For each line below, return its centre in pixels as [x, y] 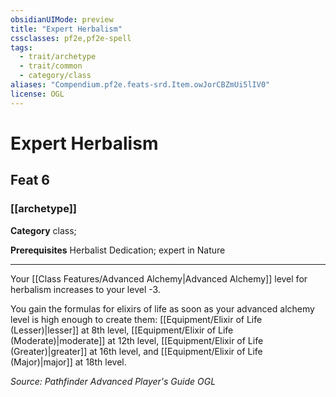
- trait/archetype [58, 57]
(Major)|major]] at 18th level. [68, 362]
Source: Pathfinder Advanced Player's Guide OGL [113, 381]
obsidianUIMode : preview [62, 19]
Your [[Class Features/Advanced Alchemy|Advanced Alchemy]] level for [159, 278]
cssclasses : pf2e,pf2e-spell [71, 38]
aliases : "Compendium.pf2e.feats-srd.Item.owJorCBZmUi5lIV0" [140, 85]
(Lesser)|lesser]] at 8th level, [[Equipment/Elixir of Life [122, 330]
